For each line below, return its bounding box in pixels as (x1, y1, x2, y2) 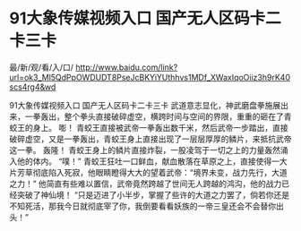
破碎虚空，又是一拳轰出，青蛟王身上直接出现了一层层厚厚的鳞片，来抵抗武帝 (9, 133, 292, 144)
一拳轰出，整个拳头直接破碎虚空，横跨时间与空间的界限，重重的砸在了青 (24, 111, 292, 122)
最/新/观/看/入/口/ (9, 62, 74, 73)
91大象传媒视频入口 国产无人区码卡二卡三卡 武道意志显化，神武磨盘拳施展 (9, 99, 281, 110)
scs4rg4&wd (9, 81, 56, 92)
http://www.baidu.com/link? (75, 62, 178, 73)
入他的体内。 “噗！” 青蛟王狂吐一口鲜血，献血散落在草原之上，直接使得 (9, 156, 272, 167)
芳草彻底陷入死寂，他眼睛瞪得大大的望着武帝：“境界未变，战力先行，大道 (16, 167, 288, 177)
